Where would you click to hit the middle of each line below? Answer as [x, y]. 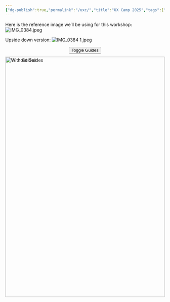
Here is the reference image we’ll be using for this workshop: [69, 24]
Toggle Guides [85, 50]
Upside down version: [28, 40]
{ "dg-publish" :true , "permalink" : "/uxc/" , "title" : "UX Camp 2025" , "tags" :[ [85, 10]
